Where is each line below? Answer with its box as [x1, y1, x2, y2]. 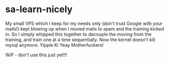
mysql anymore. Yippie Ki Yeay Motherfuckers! [5, 42, 104, 48]
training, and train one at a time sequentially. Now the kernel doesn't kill [5, 37, 155, 43]
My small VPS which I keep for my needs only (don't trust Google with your [5, 20, 163, 26]
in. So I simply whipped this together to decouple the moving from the [5, 31, 152, 37]
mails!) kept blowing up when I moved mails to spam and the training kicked [5, 25, 164, 31]
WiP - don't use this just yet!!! [5, 52, 67, 58]
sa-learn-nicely [5, 4, 73, 15]
